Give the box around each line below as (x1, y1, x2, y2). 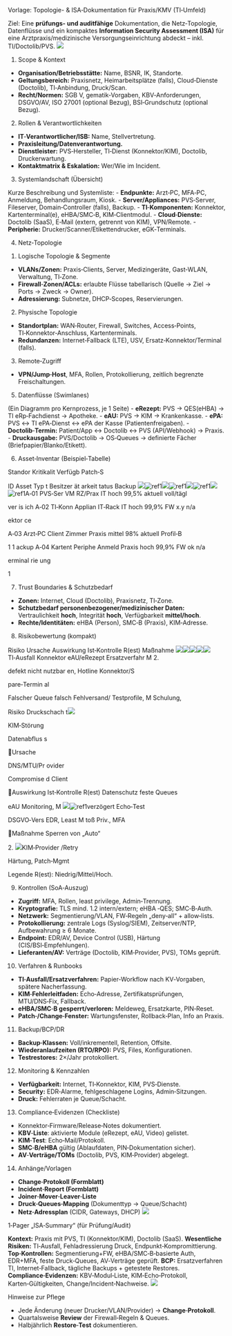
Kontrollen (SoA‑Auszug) (17, 884, 89, 892)
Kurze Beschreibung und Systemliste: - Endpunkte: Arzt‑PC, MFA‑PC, (8, 189, 206, 196)
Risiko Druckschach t (8, 708, 68, 716)
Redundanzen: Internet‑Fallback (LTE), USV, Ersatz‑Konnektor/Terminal (17, 336, 222, 344)
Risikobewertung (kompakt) (17, 632, 97, 640)
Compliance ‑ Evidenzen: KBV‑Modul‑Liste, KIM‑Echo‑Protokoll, (8, 1271, 188, 1279)
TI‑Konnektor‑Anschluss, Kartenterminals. (17, 329, 137, 337)
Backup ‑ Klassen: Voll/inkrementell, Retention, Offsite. (17, 1039, 172, 1047)
